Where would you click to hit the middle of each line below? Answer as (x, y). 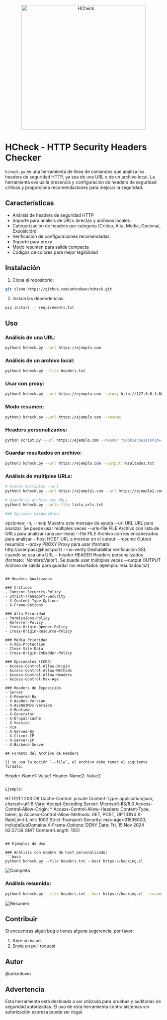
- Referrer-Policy (24, 623)
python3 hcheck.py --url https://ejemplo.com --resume (63, 417)
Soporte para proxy (32, 241)
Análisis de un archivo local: (40, 360)
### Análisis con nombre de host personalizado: (56, 852)
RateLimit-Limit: (21, 820)
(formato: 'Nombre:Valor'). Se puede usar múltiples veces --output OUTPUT (83, 560)
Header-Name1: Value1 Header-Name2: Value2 (53, 776)
